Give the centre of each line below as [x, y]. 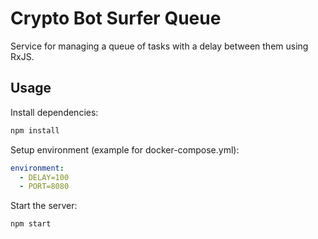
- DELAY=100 [44, 177]
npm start [31, 224]
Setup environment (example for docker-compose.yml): [125, 149]
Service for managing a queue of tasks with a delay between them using [159, 46]
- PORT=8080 [44, 187]
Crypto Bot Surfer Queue [116, 18]
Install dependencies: [54, 112]
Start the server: [44, 206]
